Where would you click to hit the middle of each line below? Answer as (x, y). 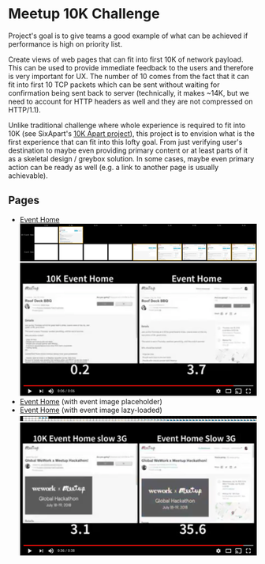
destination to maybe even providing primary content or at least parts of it (128, 150)
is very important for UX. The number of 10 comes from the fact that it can (129, 76)
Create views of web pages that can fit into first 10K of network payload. (126, 59)
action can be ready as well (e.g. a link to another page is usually (114, 167)
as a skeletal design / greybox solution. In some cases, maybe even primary (131, 158)
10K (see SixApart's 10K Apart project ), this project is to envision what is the (131, 133)
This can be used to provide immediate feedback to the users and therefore (131, 67)
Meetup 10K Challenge (84, 14)
